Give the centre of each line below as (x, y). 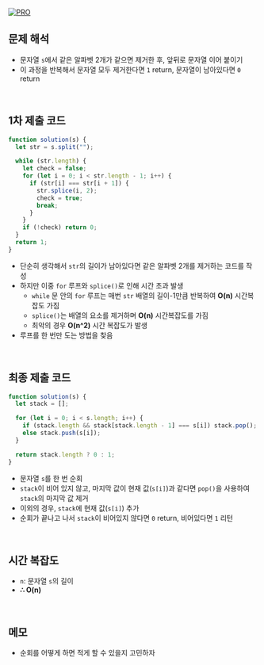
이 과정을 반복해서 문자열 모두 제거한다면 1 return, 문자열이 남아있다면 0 (130, 69)
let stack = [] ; (42, 404)
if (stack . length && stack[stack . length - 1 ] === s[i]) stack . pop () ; (140, 426)
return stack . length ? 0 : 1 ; (65, 455)
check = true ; (60, 198)
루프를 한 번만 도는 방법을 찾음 (66, 335)
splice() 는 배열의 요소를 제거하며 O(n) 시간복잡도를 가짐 (120, 315)
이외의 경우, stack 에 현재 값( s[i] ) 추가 (79, 508)
